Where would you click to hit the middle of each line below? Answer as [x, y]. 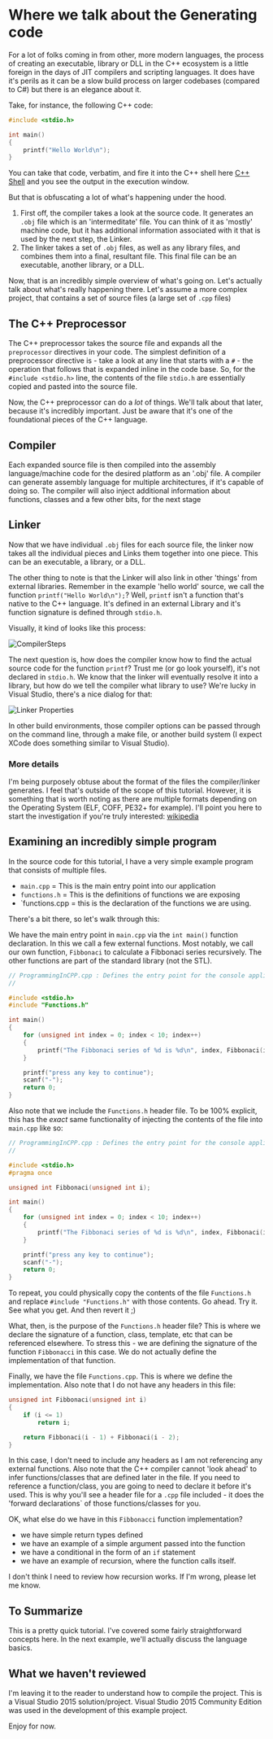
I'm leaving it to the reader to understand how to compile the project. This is [135, 1693]
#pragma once [30, 1173]
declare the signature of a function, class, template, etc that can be [121, 1335]
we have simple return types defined [82, 1535]
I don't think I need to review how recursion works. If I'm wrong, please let [132, 1577]
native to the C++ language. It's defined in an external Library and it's [125, 603]
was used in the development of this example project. [98, 1711]
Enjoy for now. [32, 1726]
